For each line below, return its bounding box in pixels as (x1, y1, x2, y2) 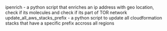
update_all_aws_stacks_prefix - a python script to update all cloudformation (5, 15, 162, 20)
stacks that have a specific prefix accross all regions (5, 20, 115, 26)
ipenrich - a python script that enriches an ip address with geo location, (5, 4, 154, 10)
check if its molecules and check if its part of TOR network (5, 9, 127, 15)
